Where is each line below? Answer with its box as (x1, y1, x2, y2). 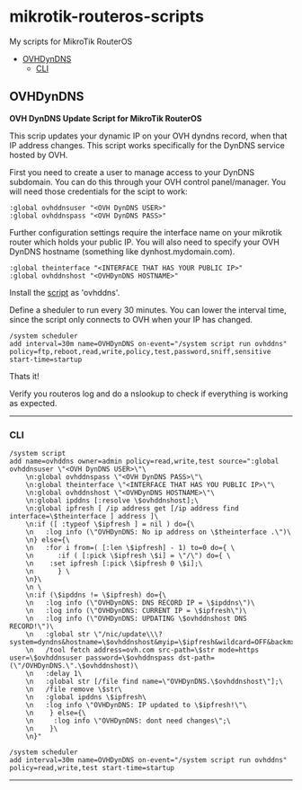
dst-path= (178, 653, 216, 662)
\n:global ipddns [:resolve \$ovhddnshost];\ (25, 496, 200, 505)
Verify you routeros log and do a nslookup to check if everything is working (9, 388, 289, 399)
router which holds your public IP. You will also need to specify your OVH (9, 236, 280, 247)
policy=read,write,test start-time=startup (9, 764, 175, 773)
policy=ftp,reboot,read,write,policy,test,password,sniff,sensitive (9, 347, 271, 356)
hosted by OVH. (9, 149, 68, 160)
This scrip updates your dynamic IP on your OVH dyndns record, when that (9, 130, 288, 141)
